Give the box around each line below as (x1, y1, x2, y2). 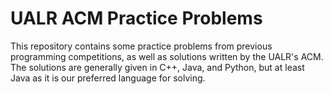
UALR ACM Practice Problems (10, 7, 263, 30)
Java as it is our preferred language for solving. (10, 72, 206, 84)
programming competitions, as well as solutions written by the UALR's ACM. (10, 50, 324, 62)
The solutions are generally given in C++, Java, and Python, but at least (10, 61, 305, 73)
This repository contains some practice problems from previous (10, 40, 273, 52)
